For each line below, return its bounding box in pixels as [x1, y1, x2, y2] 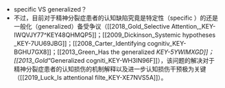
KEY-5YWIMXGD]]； [156, 48, 215, 56]
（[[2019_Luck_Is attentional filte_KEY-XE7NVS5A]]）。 [13, 74, 167, 81]
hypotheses [182, 31, 216, 39]
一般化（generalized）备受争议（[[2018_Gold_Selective [13, 23, 170, 30]
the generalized [110, 48, 155, 56]
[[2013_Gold [13, 57, 48, 64]
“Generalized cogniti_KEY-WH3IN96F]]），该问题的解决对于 [47, 57, 215, 64]
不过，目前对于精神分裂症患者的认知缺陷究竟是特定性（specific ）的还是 [13, 14, 218, 22]
